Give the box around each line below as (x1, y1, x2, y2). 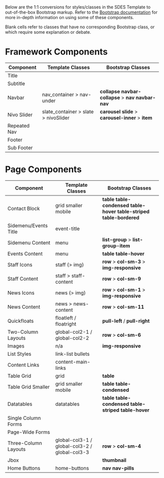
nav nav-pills (102, 464, 134, 471)
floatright (55, 320, 77, 327)
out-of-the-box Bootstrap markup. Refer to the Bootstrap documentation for (5, 9, 158, 15)
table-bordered (102, 214, 140, 221)
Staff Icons (7, 261, 33, 268)
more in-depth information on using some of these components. (5, 15, 134, 20)
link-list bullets (55, 350, 90, 357)
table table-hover (102, 250, 145, 257)
